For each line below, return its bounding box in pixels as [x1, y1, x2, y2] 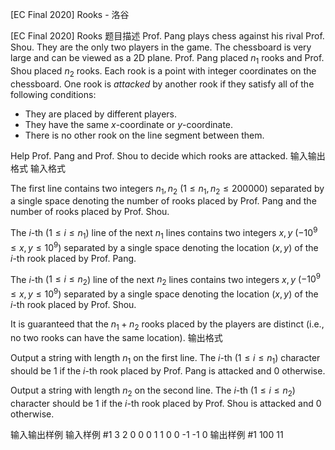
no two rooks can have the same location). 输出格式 [10, 332, 223, 344]
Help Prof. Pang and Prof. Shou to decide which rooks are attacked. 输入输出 [10, 149, 326, 162]
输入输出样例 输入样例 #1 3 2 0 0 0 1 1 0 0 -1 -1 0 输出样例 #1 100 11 [10, 429, 284, 440]
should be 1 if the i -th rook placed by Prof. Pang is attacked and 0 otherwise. [10, 365, 326, 377]
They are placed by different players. [24, 108, 177, 120]
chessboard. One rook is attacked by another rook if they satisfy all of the [10, 78, 315, 90]
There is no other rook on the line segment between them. [24, 129, 265, 141]
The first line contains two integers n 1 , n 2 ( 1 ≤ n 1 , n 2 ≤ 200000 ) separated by [10, 182, 325, 197]
